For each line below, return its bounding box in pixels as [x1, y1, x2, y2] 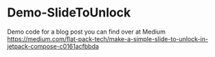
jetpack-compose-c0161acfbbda [7, 42, 100, 50]
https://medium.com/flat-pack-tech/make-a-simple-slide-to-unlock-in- [7, 34, 208, 43]
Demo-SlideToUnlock [7, 5, 131, 21]
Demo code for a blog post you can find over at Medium [7, 27, 166, 36]
